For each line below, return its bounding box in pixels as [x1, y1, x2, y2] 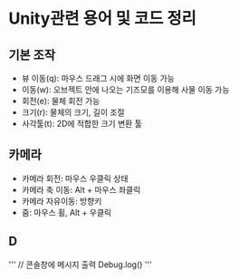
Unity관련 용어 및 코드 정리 [8, 8, 196, 29]
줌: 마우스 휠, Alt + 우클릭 [21, 207, 112, 217]
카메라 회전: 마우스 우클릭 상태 [21, 173, 129, 184]
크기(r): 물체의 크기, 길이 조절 [21, 107, 125, 118]
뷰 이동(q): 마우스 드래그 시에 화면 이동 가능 [21, 73, 176, 83]
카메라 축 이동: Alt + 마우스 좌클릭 [21, 184, 141, 195]
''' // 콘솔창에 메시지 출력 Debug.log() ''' [8, 259, 153, 270]
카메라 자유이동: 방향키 [21, 196, 102, 207]
